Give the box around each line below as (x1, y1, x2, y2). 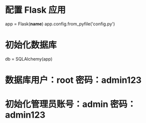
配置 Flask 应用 (5, 4, 66, 16)
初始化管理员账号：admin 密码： (5, 99, 136, 110)
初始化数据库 (5, 40, 57, 51)
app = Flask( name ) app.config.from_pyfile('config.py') (5, 20, 115, 27)
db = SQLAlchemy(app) (5, 56, 53, 61)
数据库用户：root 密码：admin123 (5, 75, 142, 86)
